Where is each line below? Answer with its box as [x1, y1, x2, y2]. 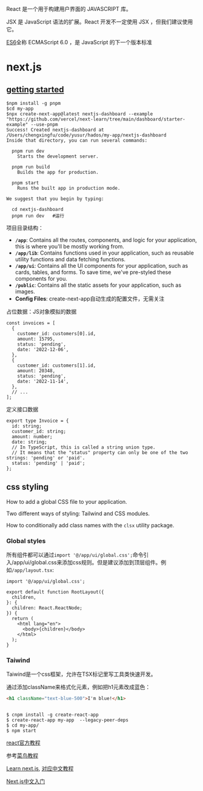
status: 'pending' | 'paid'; [12, 460, 85, 466]
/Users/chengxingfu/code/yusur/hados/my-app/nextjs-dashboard [6, 132, 167, 138]
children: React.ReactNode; [12, 605, 83, 611]
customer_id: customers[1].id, [17, 362, 96, 369]
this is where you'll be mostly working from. [15, 243, 124, 250]
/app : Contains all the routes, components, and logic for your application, [15, 236, 197, 244]
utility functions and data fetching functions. [15, 256, 126, 262]
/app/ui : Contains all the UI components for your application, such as [15, 262, 188, 269]
